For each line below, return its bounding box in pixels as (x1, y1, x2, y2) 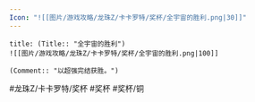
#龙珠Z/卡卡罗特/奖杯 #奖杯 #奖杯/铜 (9, 82, 145, 94)
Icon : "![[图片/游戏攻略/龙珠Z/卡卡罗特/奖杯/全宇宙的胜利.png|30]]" (9, 13, 247, 22)
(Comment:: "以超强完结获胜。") (9, 66, 119, 75)
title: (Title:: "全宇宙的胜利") (9, 39, 126, 48)
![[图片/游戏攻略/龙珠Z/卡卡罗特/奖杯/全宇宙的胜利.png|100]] (9, 48, 219, 58)
